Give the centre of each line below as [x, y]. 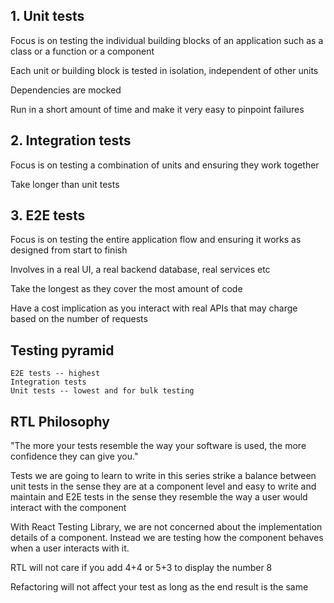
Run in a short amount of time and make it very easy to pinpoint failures [157, 109]
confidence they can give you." [74, 456]
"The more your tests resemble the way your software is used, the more [158, 446]
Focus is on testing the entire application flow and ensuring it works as [156, 240]
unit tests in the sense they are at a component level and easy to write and [163, 486]
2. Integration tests [71, 140]
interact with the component [68, 508]
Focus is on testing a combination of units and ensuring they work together [165, 165]
